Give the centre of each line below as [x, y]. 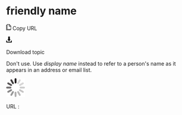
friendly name [42, 11]
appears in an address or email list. [49, 70]
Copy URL [25, 28]
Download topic [26, 52]
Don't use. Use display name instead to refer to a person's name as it [91, 63]
